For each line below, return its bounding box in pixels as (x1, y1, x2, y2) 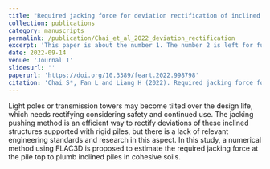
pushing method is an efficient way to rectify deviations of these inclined (8, 118, 249, 127)
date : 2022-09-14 (8, 49, 67, 57)
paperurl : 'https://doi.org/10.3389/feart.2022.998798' (8, 71, 199, 79)
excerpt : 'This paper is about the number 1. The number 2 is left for (8, 42, 253, 50)
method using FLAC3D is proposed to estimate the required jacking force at (8, 143, 259, 153)
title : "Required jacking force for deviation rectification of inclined (8, 11, 261, 20)
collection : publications (8, 19, 95, 27)
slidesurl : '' (8, 64, 56, 72)
